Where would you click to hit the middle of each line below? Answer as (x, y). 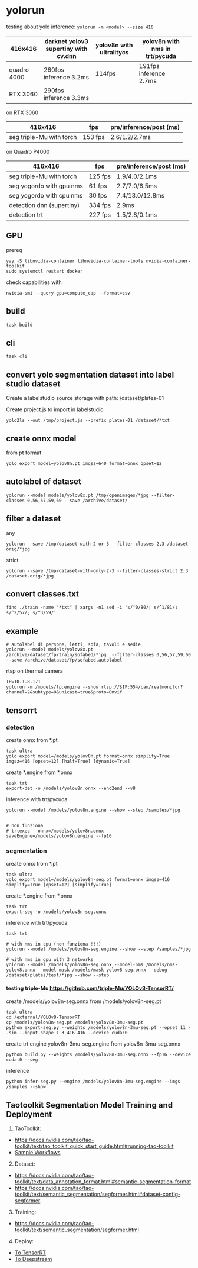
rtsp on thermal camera (34, 671)
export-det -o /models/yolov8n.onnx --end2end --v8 (71, 788)
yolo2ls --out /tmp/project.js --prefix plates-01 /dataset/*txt (88, 421)
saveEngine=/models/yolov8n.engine (50, 836)
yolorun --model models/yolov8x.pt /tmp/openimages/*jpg (77, 495)
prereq (14, 250)
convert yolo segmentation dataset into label (90, 374)
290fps (54, 91)
